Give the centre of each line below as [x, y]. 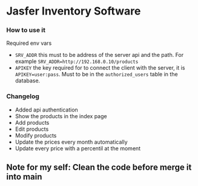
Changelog [23, 96]
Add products [32, 122]
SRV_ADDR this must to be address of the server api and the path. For [99, 55]
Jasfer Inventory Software [74, 11]
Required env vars [29, 43]
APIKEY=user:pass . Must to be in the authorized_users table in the [96, 75]
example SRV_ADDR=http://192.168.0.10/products [77, 61]
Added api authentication [47, 110]
